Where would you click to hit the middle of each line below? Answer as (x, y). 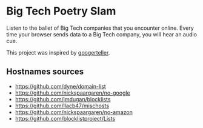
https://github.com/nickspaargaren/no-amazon (74, 112)
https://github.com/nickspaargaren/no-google (72, 93)
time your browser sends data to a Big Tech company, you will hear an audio (101, 34)
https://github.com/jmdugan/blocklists (63, 99)
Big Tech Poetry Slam (61, 11)
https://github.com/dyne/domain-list (60, 86)
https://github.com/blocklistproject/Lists (65, 118)
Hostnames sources (45, 72)
